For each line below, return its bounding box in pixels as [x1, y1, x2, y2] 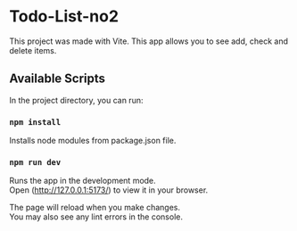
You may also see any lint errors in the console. [9, 211, 183, 222]
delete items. [9, 45, 57, 55]
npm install [9, 117, 62, 127]
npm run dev [9, 157, 62, 167]
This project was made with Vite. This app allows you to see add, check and [9, 36, 288, 46]
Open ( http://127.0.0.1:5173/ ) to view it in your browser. [9, 185, 209, 195]
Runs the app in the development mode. [9, 176, 156, 186]
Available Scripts [9, 71, 105, 87]
